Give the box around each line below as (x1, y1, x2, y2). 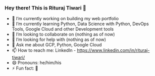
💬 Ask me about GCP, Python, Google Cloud (11, 42, 102, 48)
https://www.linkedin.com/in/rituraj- (77, 47, 150, 53)
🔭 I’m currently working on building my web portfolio (11, 16, 119, 22)
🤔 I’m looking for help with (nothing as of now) (11, 37, 106, 42)
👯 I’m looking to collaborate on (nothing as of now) (11, 32, 115, 38)
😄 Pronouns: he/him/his (11, 60, 61, 66)
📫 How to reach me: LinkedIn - (11, 47, 76, 53)
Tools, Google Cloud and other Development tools (11, 26, 114, 32)
